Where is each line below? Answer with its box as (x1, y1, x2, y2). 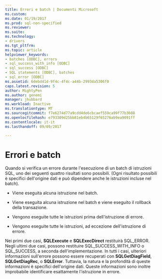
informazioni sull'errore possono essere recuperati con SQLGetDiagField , (5, 253, 152, 259)
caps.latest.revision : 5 (5, 83, 55, 89)
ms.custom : (5, 12, 27, 16)
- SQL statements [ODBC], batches (5, 70, 75, 75)
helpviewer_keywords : (5, 52, 49, 57)
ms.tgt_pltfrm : (5, 43, 36, 48)
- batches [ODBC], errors (5, 57, 57, 62)
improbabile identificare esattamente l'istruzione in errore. (5, 269, 121, 275)
